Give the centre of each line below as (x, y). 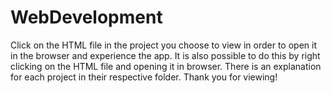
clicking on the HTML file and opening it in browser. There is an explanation (166, 66)
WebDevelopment (86, 17)
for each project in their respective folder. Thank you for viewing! (144, 77)
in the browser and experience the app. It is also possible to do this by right (165, 55)
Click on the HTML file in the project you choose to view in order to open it (163, 45)
